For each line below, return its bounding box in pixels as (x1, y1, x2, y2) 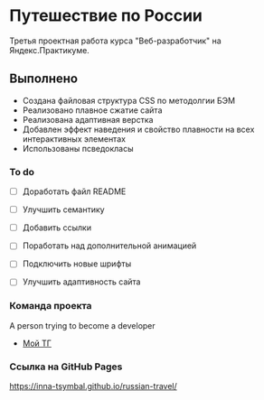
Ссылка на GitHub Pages (9, 360, 123, 373)
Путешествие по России (9, 5, 203, 26)
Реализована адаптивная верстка (22, 114, 154, 125)
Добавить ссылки (22, 222, 92, 233)
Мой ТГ (22, 338, 52, 349)
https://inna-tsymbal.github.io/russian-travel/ (9, 381, 178, 392)
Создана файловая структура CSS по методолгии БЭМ (22, 95, 236, 106)
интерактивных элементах (22, 133, 127, 144)
